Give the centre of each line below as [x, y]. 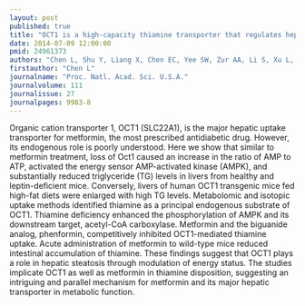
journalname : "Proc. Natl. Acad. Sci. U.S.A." [99, 77]
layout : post [34, 18]
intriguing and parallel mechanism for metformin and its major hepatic [139, 282]
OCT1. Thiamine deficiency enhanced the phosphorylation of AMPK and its [149, 215]
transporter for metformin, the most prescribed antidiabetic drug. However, [150, 138]
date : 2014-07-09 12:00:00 [60, 43]
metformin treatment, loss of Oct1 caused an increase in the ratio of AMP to [151, 157]
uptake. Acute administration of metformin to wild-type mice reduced [139, 244]
